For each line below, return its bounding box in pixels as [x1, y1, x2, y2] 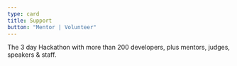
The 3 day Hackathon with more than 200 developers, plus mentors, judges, [7, 43, 231, 52]
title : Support [7, 17, 53, 24]
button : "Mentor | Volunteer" [7, 23, 97, 31]
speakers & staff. [7, 50, 57, 59]
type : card [7, 10, 40, 18]
